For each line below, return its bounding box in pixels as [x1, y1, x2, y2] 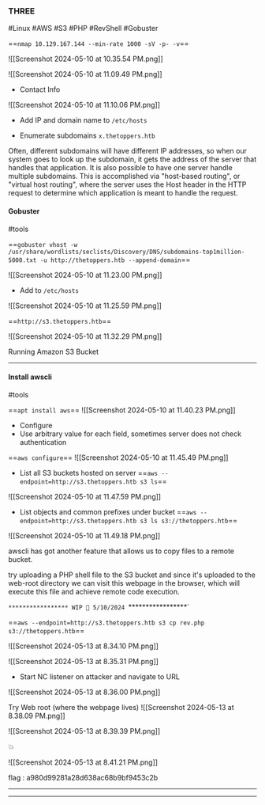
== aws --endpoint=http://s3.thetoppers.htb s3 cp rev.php [8, 617, 205, 627]
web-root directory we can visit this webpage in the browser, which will [8, 578, 241, 587]
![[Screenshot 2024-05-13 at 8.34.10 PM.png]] [8, 641, 159, 651]
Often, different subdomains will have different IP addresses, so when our [8, 146, 247, 156]
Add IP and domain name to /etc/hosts [19, 116, 147, 125]
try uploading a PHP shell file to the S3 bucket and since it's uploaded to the [8, 570, 256, 579]
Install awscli [8, 372, 53, 382]
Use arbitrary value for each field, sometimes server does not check [19, 429, 242, 439]
